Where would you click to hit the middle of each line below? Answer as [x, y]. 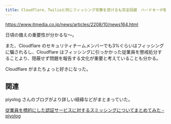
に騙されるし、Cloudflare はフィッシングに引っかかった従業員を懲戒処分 [81, 52]
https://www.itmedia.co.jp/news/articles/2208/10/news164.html [72, 24]
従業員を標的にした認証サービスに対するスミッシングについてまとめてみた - [85, 110]
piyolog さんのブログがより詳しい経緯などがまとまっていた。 [69, 100]
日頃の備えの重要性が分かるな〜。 [41, 35]
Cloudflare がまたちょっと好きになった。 [48, 69]
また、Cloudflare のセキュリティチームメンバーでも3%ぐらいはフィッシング [85, 46]
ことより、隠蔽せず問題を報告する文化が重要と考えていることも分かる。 [85, 58]
